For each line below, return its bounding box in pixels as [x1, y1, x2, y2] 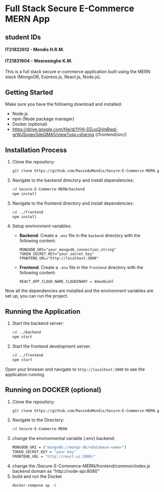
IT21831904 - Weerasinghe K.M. [5, 57, 72, 64]
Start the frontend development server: [12, 343, 92, 349]
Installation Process [5, 146, 67, 154]
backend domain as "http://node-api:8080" [12, 468, 100, 474]
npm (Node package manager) [12, 116, 74, 122]
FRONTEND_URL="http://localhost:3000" [19, 256, 99, 261]
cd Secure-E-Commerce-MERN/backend [12, 187, 85, 191]
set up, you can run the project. [5, 293, 69, 299]
